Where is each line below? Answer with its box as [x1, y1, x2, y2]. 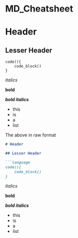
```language [5, 160, 30, 165]
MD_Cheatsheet [5, 3, 73, 15]
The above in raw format [5, 132, 56, 138]
